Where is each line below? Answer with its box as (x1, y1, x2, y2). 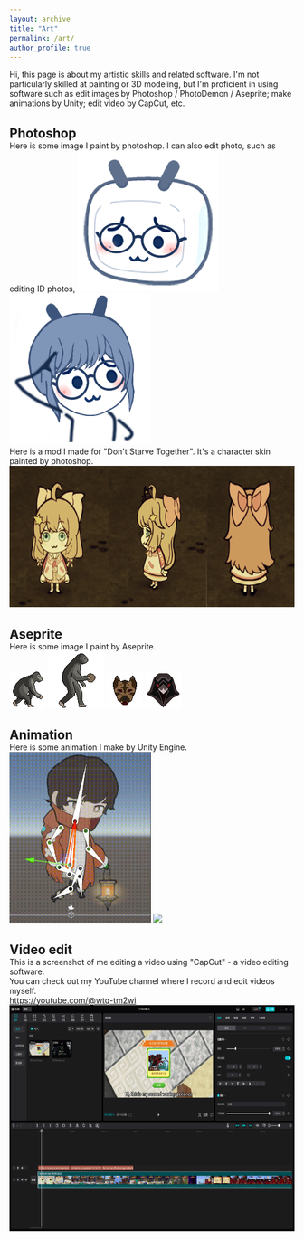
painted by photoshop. (9, 455, 94, 466)
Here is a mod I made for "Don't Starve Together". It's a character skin (9, 446, 271, 457)
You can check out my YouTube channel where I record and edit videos (9, 975, 275, 986)
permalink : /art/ (9, 33, 75, 43)
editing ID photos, (9, 283, 76, 294)
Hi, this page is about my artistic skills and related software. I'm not (9, 69, 260, 81)
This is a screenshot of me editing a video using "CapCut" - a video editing (9, 956, 290, 967)
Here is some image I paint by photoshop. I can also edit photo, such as (9, 140, 276, 151)
